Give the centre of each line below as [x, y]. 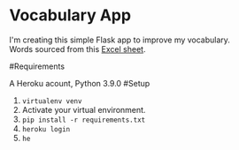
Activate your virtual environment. [84, 109]
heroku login [46, 129]
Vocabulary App [70, 15]
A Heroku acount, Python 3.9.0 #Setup [80, 83]
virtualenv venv [52, 101]
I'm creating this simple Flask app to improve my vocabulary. [119, 40]
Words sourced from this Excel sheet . [77, 49]
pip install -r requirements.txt [84, 120]
